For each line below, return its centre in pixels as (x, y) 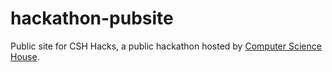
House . (25, 56)
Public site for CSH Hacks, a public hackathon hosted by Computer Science (166, 46)
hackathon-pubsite (92, 18)
